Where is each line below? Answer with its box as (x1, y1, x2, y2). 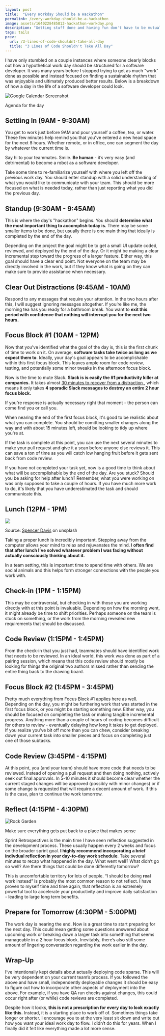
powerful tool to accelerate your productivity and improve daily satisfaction (5, 888, 157, 894)
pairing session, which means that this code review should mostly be (5, 658, 145, 664)
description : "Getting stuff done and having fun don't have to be (5, 26, 146, 30)
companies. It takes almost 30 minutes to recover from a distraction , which (5, 380, 159, 385)
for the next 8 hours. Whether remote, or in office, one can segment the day (5, 140, 159, 146)
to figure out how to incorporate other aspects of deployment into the (5, 985, 146, 991)
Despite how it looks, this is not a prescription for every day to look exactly (5, 1005, 160, 1010)
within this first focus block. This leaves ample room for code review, (5, 359, 144, 366)
